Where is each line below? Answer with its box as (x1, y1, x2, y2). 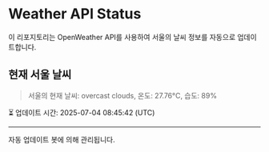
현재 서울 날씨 (8, 68, 72, 82)
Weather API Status (8, 5, 142, 23)
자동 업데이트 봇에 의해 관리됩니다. (8, 134, 115, 144)
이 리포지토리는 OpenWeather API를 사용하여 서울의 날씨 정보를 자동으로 (8, 32, 236, 42)
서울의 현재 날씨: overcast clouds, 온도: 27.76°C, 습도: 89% (27, 90, 218, 100)
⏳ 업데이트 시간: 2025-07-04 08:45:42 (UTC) (8, 107, 155, 117)
